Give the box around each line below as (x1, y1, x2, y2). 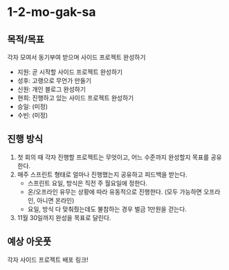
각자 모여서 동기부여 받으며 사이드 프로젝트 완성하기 (7, 53, 146, 61)
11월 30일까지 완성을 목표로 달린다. (17, 213, 111, 222)
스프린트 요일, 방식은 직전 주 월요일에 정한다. (27, 179, 148, 187)
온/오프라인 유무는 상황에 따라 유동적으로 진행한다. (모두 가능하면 (27, 188, 202, 196)
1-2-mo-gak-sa (7, 4, 96, 20)
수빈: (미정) (17, 111, 48, 119)
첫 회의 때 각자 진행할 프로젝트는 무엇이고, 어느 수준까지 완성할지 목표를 (17, 153, 210, 161)
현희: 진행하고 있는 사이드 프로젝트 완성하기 (17, 94, 134, 102)
